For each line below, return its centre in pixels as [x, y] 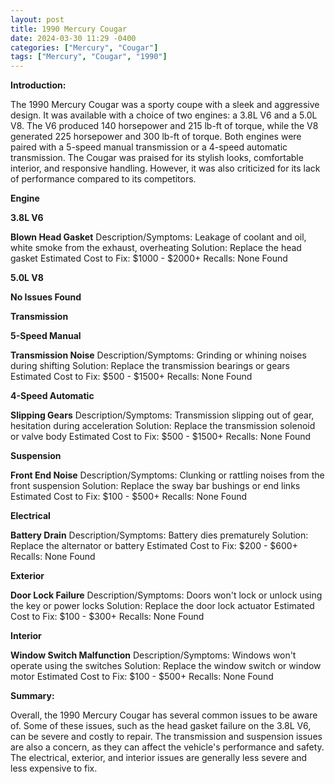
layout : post [37, 19]
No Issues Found [46, 297]
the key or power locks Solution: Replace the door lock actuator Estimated [162, 606]
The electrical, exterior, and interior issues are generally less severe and [159, 758]
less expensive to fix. [54, 768]
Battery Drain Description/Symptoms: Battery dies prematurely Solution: [159, 535]
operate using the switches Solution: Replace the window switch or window [166, 666]
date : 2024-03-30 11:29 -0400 [73, 38]
